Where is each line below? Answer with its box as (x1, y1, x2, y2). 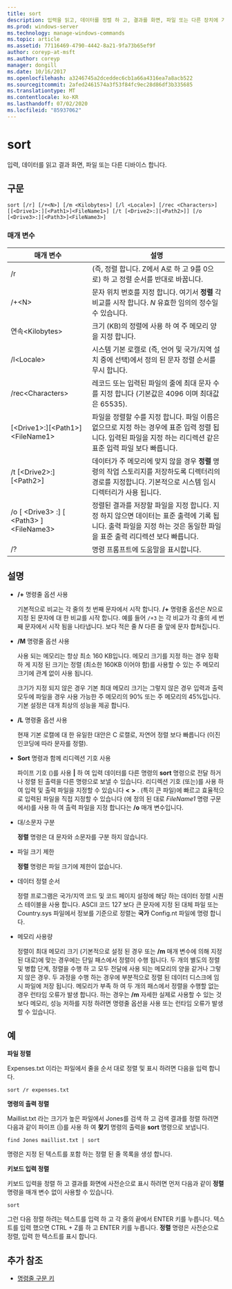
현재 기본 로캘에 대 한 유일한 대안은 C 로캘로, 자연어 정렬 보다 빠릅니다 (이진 (17, 730, 221, 739)
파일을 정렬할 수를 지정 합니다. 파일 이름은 (92, 412, 220, 421)
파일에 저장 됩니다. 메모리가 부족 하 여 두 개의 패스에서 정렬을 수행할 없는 (24, 981, 220, 990)
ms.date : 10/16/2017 (7, 68, 67, 75)
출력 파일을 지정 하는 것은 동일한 (108, 521, 207, 531)
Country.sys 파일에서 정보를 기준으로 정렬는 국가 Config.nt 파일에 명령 (17, 909, 209, 917)
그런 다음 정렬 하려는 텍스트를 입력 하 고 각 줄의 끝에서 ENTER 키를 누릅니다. (7, 1215, 213, 1223)
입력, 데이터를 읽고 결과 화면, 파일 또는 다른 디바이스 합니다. (7, 160, 167, 168)
